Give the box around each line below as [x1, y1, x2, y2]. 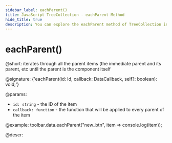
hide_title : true [5, 17, 42, 22]
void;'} [5, 81, 19, 87]
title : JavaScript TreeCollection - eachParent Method [5, 12, 125, 17]
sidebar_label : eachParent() [5, 7, 68, 13]
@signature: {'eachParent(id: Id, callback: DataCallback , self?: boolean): [5, 76, 157, 82]
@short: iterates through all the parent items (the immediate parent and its [5, 61, 161, 67]
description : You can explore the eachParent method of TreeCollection [5, 21, 161, 27]
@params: [5, 91, 27, 98]
